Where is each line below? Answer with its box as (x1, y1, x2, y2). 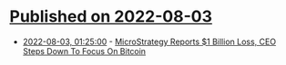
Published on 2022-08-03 (9, 6, 212, 27)
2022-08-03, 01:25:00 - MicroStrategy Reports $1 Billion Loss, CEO (22, 36, 276, 47)
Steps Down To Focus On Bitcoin (22, 45, 147, 56)
